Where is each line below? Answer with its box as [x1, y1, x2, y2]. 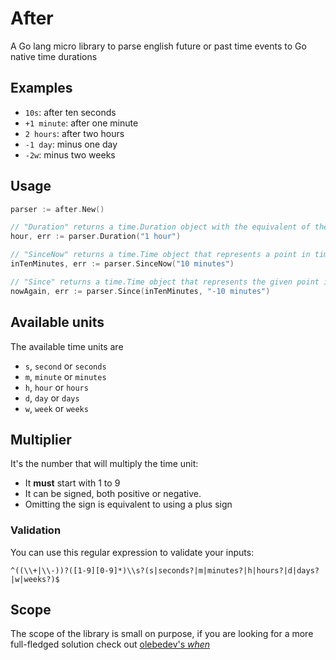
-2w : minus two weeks [24, 148, 116, 161]
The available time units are [10, 340, 124, 352]
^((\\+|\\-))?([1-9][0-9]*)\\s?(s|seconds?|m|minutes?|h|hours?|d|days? [10, 565, 320, 576]
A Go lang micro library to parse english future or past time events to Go [10, 40, 307, 52]
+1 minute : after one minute [24, 117, 139, 129]
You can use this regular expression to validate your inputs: [10, 546, 255, 558]
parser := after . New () [10, 204, 105, 214]
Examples [10, 80, 73, 97]
